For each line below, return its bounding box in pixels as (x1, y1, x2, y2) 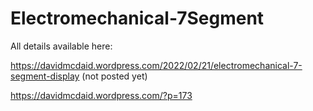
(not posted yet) (81, 70, 148, 82)
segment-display (10, 70, 80, 82)
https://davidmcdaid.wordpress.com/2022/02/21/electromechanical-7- (10, 59, 303, 71)
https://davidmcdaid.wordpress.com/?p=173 (10, 89, 193, 101)
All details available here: (10, 40, 113, 52)
